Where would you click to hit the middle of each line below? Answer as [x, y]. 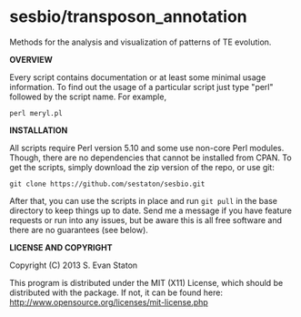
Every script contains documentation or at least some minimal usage [138, 77]
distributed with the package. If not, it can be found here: [116, 292]
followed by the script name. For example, [88, 97]
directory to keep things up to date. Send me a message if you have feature [151, 210]
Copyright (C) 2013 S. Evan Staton [74, 265]
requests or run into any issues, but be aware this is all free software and [146, 220]
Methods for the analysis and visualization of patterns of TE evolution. [140, 42]
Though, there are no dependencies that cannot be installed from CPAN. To [151, 158]
